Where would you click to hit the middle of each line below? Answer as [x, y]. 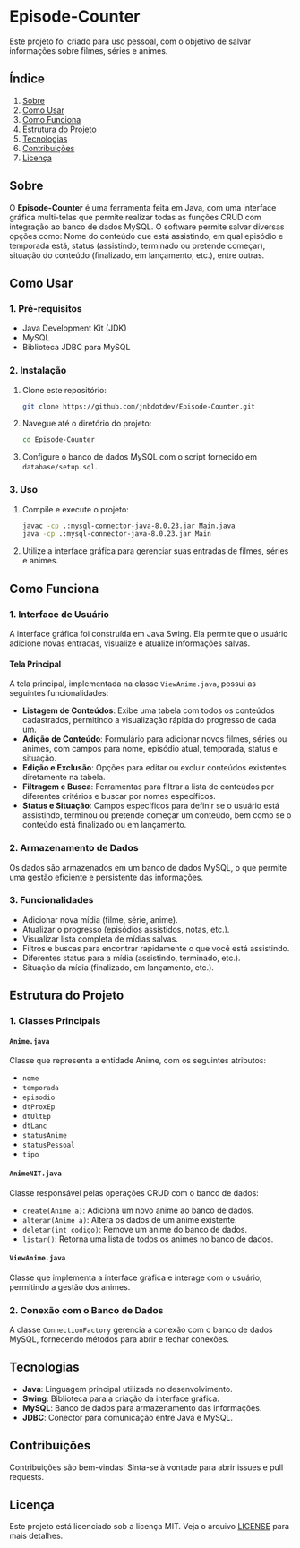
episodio [39, 1098]
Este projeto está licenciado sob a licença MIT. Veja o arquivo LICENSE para [149, 1526]
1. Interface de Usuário [60, 614]
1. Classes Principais [55, 1021]
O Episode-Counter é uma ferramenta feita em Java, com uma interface [143, 207]
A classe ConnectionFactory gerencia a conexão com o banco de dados [141, 1330]
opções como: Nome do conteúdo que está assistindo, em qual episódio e [146, 236]
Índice [27, 79]
